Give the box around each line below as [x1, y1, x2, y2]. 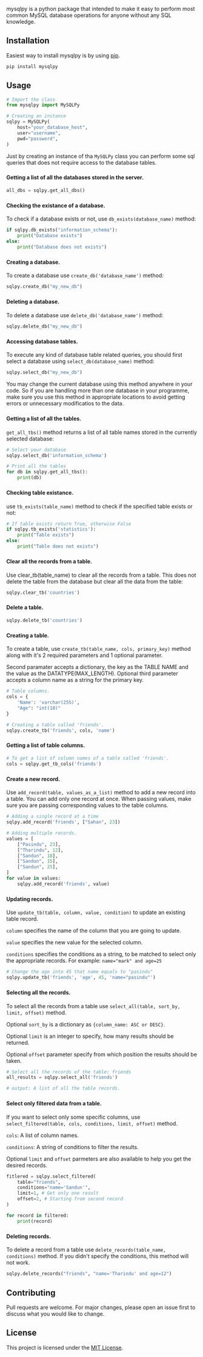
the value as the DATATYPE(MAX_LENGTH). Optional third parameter [6, 670, 179, 677]
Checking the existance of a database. [6, 202, 105, 209]
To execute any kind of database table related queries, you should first [6, 351, 183, 359]
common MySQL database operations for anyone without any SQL [6, 12, 171, 19]
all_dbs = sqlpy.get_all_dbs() [6, 188, 85, 194]
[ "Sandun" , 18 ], [17, 853, 59, 859]
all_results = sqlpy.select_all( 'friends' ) [6, 1074, 118, 1080]
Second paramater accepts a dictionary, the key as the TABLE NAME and [6, 664, 189, 671]
